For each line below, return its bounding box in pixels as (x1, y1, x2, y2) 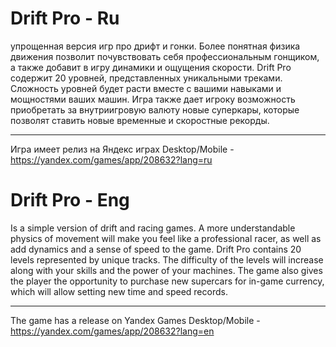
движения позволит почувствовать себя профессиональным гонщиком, (10, 50, 320, 62)
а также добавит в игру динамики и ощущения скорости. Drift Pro (10, 61, 292, 73)
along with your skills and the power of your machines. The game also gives (10, 264, 323, 276)
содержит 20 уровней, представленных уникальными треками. (10, 72, 283, 84)
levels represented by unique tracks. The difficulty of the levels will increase (10, 253, 324, 266)
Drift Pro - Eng (10, 189, 130, 212)
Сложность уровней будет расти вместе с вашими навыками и (10, 82, 282, 94)
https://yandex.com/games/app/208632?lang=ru (10, 153, 213, 166)
